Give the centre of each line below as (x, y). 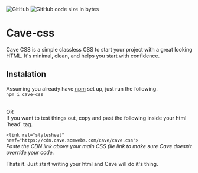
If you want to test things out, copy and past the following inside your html (96, 118)
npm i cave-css (25, 94)
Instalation (26, 74)
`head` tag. (20, 124)
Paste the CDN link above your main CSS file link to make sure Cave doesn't (99, 146)
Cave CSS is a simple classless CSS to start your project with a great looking (99, 49)
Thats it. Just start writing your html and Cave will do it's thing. (82, 164)
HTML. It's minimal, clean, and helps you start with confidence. (83, 56)
